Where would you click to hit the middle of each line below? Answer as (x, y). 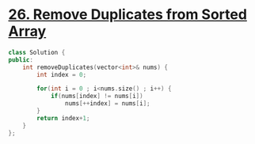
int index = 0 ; (62, 74)
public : (21, 60)
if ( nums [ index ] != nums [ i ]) (97, 97)
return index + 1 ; (63, 118)
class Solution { (37, 52)
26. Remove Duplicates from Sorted (128, 15)
